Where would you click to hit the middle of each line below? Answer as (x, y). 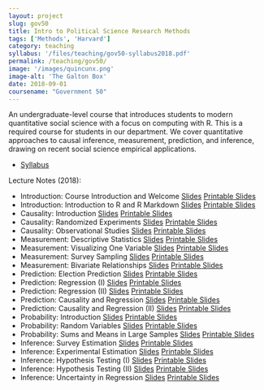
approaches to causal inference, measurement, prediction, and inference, (131, 141)
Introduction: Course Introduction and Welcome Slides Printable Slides (138, 197)
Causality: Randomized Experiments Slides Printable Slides (119, 222)
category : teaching (41, 46)
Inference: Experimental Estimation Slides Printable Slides (117, 352)
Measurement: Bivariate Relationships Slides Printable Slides (121, 266)
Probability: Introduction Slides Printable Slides (98, 317)
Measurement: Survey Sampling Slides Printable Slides (112, 257)
